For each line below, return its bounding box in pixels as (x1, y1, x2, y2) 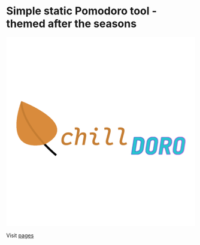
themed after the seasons (6, 17, 137, 31)
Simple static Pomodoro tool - (6, 4, 157, 18)
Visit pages (6, 232, 34, 239)
